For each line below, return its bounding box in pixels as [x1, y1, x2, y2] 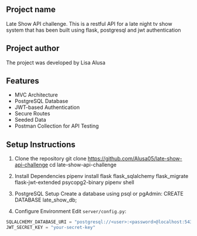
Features [6, 76, 39, 86]
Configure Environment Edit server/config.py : [14, 208, 127, 215]
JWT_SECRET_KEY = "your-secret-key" [6, 225, 96, 231]
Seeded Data [14, 117, 46, 124]
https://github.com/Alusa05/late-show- [87, 155, 183, 162]
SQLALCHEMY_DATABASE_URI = [6, 219, 72, 225]
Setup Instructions [6, 139, 76, 149]
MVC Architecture [14, 91, 58, 98]
